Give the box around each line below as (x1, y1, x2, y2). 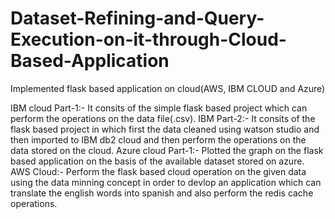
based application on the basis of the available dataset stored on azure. (10, 155, 305, 167)
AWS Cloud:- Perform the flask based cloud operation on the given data (10, 165, 307, 177)
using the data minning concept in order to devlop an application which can (10, 176, 322, 188)
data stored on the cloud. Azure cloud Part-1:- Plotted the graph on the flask (10, 144, 324, 156)
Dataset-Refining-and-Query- (10, 7, 265, 30)
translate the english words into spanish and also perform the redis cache (10, 187, 314, 199)
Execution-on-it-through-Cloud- (10, 28, 287, 51)
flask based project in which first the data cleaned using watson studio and (10, 123, 320, 135)
